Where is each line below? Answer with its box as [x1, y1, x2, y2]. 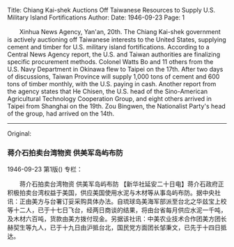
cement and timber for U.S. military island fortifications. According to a [7, 43, 210, 51]
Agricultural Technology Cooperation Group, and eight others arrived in [7, 95, 212, 103]
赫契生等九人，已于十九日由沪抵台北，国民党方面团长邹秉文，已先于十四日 [7, 223, 221, 232]
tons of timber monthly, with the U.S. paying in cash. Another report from [7, 80, 217, 88]
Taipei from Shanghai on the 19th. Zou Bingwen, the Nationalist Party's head [7, 102, 226, 110]
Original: [7, 129, 32, 138]
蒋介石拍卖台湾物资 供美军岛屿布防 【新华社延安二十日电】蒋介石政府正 [19, 180, 224, 189]
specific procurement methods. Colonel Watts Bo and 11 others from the [7, 58, 214, 65]
